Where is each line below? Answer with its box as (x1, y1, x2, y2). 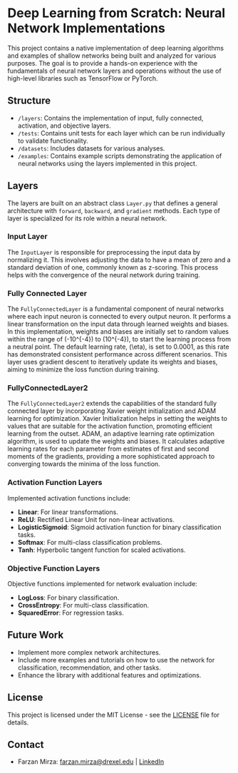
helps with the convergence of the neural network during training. (7, 270, 201, 279)
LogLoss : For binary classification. (17, 593, 120, 602)
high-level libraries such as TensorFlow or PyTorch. (7, 73, 158, 83)
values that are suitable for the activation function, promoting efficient (7, 422, 212, 431)
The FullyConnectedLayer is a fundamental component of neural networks (7, 304, 224, 313)
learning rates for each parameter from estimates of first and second (7, 444, 209, 454)
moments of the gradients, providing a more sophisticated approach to (7, 452, 215, 461)
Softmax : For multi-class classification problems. (17, 538, 162, 546)
